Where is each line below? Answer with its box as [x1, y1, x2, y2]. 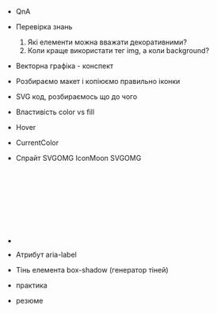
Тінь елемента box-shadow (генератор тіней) [15, 265, 169, 274]
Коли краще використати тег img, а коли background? [27, 46, 210, 55]
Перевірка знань [15, 22, 73, 31]
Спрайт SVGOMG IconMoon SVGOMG [15, 154, 142, 162]
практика [15, 281, 48, 290]
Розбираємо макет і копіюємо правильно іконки [15, 77, 181, 86]
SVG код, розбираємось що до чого [15, 92, 138, 101]
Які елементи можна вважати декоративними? [27, 37, 188, 47]
